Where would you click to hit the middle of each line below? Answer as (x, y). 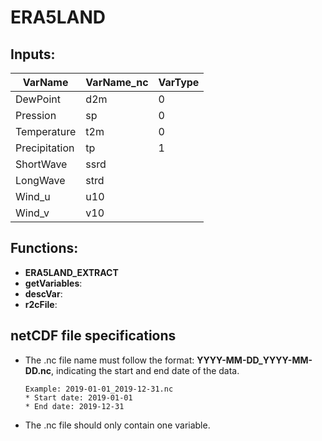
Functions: (44, 248)
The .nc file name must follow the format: (109, 360)
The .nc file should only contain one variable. (117, 425)
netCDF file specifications (93, 336)
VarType (179, 82)
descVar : (43, 293)
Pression (36, 115)
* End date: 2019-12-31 (74, 406)
